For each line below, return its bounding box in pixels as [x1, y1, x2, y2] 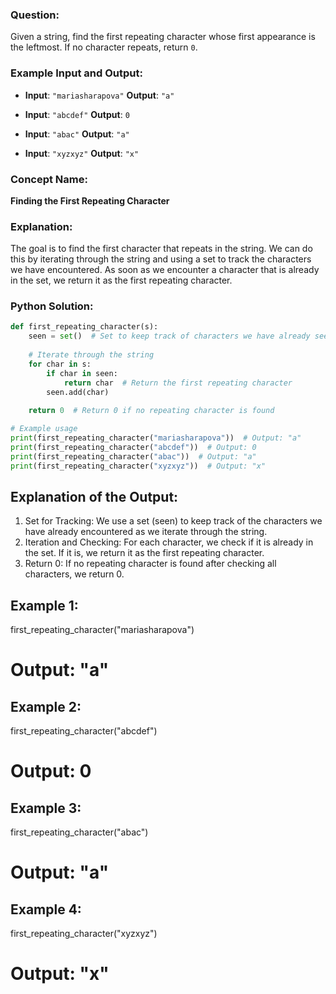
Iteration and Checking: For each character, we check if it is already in [24, 536, 314, 548]
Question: [10, 8, 60, 22]
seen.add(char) [46, 387, 110, 397]
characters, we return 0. [24, 568, 125, 580]
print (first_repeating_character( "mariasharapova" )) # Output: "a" [10, 433, 302, 443]
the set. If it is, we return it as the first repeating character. [24, 547, 265, 559]
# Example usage [10, 424, 78, 434]
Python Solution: [10, 299, 94, 313]
